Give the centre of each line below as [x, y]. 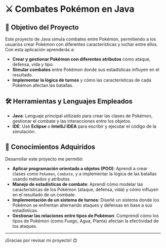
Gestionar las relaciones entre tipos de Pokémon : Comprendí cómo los [85, 215]
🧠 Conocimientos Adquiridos [50, 147]
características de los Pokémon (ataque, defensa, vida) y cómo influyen [85, 189]
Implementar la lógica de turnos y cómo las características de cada [82, 80]
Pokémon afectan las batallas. [43, 85]
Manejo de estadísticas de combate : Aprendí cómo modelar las [78, 184]
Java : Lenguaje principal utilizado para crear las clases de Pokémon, [82, 116]
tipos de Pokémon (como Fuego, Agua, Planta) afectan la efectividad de [85, 221]
